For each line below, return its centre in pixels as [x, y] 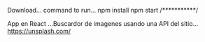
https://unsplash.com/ [39, 31]
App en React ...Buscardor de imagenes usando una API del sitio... [103, 23]
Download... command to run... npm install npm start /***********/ [103, 10]
